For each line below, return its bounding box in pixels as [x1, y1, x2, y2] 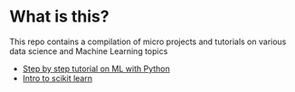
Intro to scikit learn [22, 72, 93, 83]
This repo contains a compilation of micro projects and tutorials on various [9, 36, 287, 47]
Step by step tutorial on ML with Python [22, 63, 170, 74]
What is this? [9, 6, 110, 27]
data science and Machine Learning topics [9, 45, 168, 56]
